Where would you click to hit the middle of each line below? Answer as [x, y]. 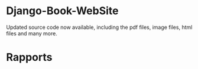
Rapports [29, 57]
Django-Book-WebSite [62, 11]
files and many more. [32, 33]
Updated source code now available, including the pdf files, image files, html [99, 27]
